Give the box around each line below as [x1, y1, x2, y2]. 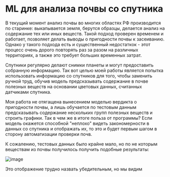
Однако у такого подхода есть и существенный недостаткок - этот [5, 41, 151, 47]
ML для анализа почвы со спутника [5, 3, 163, 15]
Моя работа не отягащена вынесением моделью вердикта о [5, 98, 137, 104]
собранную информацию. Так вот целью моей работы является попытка [5, 67, 164, 74]
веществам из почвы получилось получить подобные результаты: [5, 146, 149, 152]
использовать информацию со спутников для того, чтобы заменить [5, 73, 153, 79]
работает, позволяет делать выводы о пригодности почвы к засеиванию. [5, 36, 165, 42]
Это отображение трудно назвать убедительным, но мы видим [5, 166, 143, 172]
